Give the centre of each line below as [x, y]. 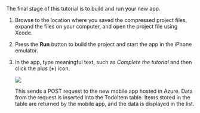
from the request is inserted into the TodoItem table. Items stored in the [103, 97]
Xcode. [24, 33]
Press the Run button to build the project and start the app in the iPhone [103, 44]
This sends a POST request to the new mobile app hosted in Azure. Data [104, 91]
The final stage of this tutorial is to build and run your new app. [83, 9]
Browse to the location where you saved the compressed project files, [101, 20]
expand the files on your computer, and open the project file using [96, 26]
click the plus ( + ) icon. [42, 68]
